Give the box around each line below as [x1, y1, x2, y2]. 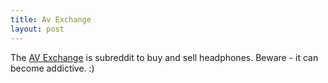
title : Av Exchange [10, 14, 92, 25]
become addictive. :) [10, 62, 95, 74]
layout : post [10, 24, 65, 34]
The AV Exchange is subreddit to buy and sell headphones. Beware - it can [10, 51, 319, 63]
